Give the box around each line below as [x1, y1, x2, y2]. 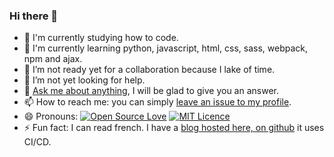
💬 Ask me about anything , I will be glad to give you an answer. [23, 85, 279, 97]
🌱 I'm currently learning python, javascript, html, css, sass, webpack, [23, 42, 308, 54]
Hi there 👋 [9, 9, 59, 23]
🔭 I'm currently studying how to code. [23, 32, 179, 44]
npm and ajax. [23, 53, 83, 65]
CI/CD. [23, 136, 52, 148]
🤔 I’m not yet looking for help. [23, 74, 146, 86]
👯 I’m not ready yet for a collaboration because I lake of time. [23, 64, 276, 76]
